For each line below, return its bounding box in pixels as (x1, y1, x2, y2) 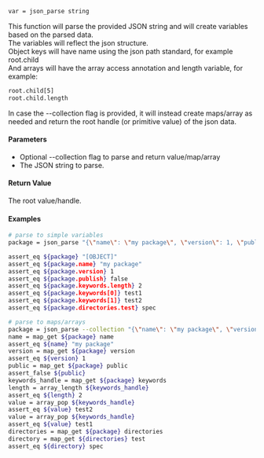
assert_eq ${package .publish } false (8, 275, 128, 283)
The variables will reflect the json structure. (8, 38, 149, 47)
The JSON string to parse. (19, 160, 104, 170)
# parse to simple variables (8, 232, 104, 240)
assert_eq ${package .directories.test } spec (8, 304, 156, 312)
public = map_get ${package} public (8, 362, 128, 370)
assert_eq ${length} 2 (8, 391, 82, 399)
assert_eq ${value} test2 (8, 405, 93, 414)
